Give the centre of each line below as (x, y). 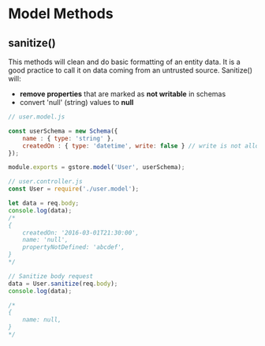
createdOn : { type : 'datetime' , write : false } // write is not (132, 146)
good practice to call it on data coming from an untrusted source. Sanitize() (131, 70)
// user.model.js (37, 117)
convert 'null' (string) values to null (77, 102)
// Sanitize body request (50, 276)
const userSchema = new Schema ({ (63, 131)
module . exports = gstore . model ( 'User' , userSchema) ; (97, 167)
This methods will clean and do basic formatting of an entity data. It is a (124, 62)
